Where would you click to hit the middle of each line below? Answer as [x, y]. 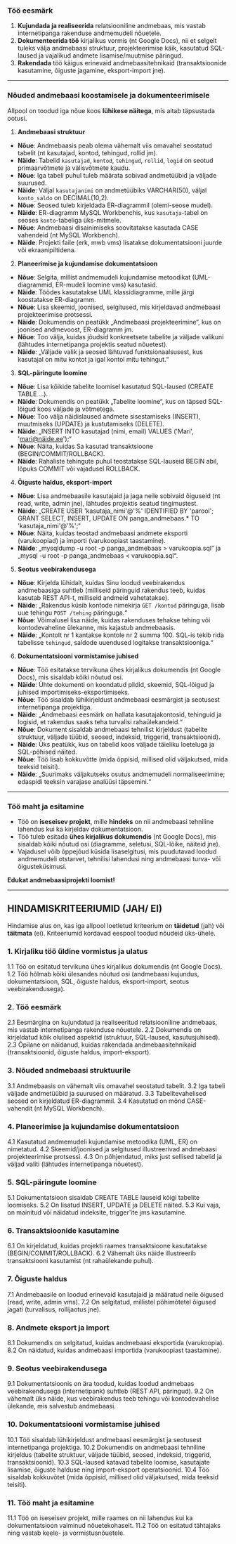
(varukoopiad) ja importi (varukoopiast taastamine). [92, 540]
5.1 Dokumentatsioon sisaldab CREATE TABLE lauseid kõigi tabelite [104, 1198]
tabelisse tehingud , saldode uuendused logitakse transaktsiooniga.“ [115, 642]
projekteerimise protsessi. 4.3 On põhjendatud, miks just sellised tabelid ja [115, 1156]
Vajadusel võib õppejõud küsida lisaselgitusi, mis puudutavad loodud [117, 851]
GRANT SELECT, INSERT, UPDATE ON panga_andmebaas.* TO [109, 518]
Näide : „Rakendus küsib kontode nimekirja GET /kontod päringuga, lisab [121, 605]
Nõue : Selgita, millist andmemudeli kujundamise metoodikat [104, 277]
